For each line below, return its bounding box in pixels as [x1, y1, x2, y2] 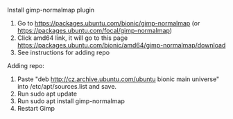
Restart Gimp [17, 105, 55, 112]
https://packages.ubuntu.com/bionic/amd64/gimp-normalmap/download [17, 41, 226, 49]
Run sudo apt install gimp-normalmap [17, 97, 125, 105]
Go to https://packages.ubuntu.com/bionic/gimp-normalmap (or [17, 19, 200, 27]
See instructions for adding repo [17, 48, 110, 56]
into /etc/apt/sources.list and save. [17, 83, 116, 90]
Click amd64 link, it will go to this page [17, 34, 128, 42]
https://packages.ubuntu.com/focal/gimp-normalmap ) [17, 27, 172, 34]
